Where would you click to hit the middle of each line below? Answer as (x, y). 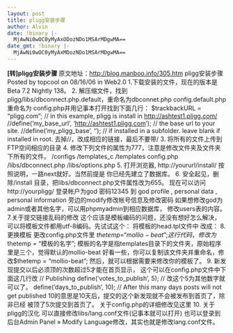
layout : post (26, 14)
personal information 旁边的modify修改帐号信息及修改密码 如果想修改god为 (115, 200)
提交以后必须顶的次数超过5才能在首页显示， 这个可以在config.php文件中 (116, 270)
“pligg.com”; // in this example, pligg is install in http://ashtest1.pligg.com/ (112, 116)
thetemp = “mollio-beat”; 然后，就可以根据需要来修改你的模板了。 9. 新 (119, 261)
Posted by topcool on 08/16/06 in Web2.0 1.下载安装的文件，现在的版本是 (112, 82)
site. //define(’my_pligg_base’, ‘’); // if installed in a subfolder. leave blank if (114, 130)
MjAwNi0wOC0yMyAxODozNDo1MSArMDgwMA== (70, 40)
